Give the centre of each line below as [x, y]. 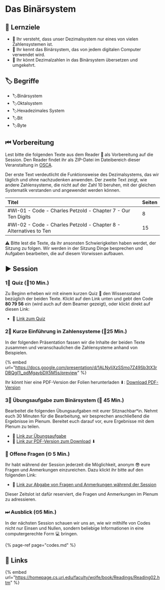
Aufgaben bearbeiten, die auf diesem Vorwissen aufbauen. [65, 253]
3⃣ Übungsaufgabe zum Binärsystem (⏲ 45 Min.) [65, 400]
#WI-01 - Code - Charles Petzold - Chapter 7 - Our [69, 210]
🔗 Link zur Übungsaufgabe [39, 436]
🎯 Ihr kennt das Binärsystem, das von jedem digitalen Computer [77, 49]
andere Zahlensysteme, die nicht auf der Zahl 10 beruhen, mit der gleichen [81, 185]
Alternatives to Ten [29, 231]
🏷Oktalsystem [27, 103]
